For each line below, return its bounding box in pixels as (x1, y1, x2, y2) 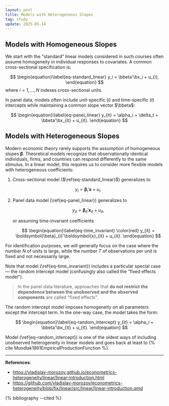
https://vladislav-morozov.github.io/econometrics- (12, 369, 117, 375)
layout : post (5, 7, 33, 13)
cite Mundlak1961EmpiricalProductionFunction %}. (5, 345, 110, 351)
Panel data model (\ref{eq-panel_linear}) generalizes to (12, 197, 127, 203)
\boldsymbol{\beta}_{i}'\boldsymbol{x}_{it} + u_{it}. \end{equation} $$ (15, 233, 161, 239)
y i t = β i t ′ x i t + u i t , (72, 207, 105, 214)
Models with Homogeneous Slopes (5, 40, 117, 48)
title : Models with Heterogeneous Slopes (5, 12, 94, 17)
